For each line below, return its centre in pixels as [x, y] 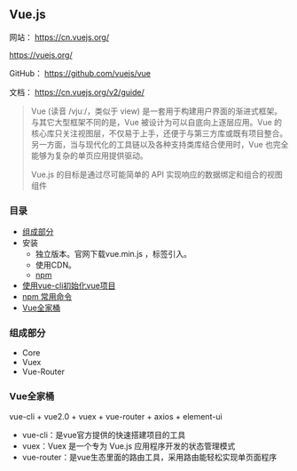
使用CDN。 [56, 265]
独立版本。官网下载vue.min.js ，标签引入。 [113, 254]
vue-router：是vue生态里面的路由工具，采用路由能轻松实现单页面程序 [149, 457]
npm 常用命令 [47, 297]
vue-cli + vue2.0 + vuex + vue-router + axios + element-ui [116, 416]
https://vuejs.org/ [41, 55]
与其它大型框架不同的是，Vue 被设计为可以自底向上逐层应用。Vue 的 [156, 122]
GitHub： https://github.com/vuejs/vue [80, 73]
